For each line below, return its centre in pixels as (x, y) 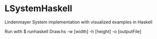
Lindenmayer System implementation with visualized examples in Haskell (79, 22)
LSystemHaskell (38, 9)
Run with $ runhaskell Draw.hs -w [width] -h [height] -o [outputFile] (73, 31)
